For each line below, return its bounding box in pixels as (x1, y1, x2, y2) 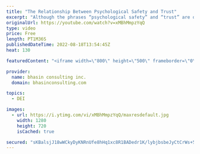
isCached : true (17, 129, 55, 134)
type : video (6, 25, 36, 31)
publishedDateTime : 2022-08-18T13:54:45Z (6, 42, 111, 48)
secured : (6, 139, 28, 145)
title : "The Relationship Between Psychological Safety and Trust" (6, 8, 177, 15)
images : (6, 107, 26, 113)
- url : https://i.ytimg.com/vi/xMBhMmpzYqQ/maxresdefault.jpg (11, 112, 169, 118)
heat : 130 (6, 47, 31, 53)
